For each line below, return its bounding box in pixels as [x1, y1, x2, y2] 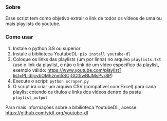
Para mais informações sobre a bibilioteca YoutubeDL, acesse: [5, 104, 138, 110]
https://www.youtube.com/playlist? [47, 67, 122, 73]
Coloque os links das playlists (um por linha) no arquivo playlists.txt [12, 56, 161, 62]
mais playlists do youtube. [5, 21, 61, 27]
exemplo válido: [12, 67, 47, 73]
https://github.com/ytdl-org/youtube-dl [5, 109, 88, 116]
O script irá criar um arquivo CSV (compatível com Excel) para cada [12, 83, 156, 89]
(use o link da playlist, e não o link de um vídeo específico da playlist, [12, 62, 159, 68]
